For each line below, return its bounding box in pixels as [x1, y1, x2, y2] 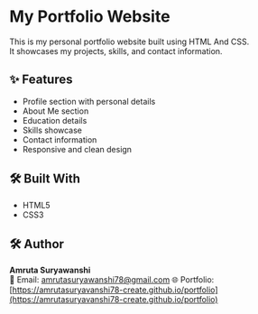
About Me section [22, 106, 89, 116]
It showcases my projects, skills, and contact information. [9, 45, 223, 56]
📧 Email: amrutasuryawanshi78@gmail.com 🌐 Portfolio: [9, 274, 215, 285]
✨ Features [9, 72, 73, 88]
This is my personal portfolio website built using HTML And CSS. [9, 36, 250, 47]
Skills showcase [22, 125, 83, 135]
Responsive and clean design [22, 143, 133, 154]
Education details [22, 115, 88, 125]
